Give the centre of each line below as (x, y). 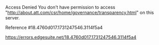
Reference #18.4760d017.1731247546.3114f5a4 (54, 27)
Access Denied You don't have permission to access (60, 7)
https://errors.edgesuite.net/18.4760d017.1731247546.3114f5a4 (71, 37)
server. (13, 18)
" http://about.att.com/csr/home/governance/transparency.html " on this (80, 12)
